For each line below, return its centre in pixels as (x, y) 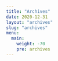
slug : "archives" (27, 28)
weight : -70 (31, 44)
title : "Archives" (28, 11)
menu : (12, 33)
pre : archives (33, 49)
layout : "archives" (30, 22)
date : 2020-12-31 (27, 17)
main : (18, 38)
